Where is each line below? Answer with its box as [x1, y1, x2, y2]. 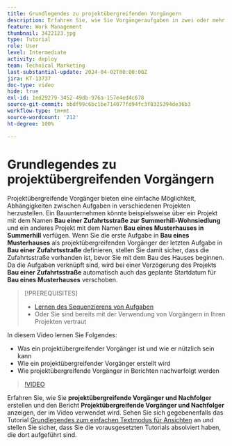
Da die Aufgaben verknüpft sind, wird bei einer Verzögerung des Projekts [7, 261, 217, 269]
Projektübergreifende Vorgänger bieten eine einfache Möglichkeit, [7, 194, 197, 203]
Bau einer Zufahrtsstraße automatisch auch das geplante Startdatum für [7, 268, 217, 277]
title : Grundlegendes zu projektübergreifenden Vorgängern [7, 10, 182, 17]
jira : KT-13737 [7, 75, 51, 82]
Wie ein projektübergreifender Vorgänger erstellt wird [17, 360, 171, 368]
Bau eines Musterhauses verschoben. [7, 276, 118, 284]
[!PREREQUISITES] [24, 289, 78, 298]
